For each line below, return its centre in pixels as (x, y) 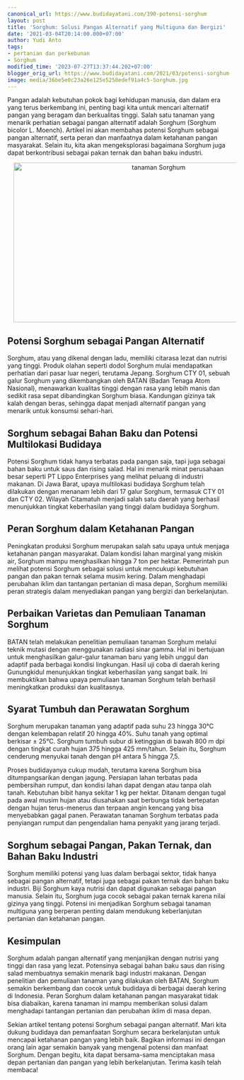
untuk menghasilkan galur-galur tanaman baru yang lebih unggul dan (108, 656)
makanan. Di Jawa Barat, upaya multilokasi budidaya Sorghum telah (106, 484)
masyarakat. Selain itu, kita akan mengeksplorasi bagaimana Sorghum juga (116, 145)
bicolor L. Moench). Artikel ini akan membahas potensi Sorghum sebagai (113, 130)
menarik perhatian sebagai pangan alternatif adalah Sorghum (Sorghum (112, 123)
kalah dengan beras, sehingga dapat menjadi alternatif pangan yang (107, 403)
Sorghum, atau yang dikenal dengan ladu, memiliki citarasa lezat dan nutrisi (117, 358)
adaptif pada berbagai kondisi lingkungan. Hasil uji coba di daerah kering (114, 664)
